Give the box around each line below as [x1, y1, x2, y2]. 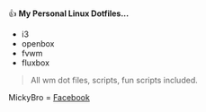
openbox [21, 39, 55, 48]
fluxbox [21, 57, 50, 68]
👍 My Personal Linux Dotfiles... [8, 8, 130, 19]
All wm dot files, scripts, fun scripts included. [30, 75, 199, 85]
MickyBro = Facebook [8, 92, 91, 102]
